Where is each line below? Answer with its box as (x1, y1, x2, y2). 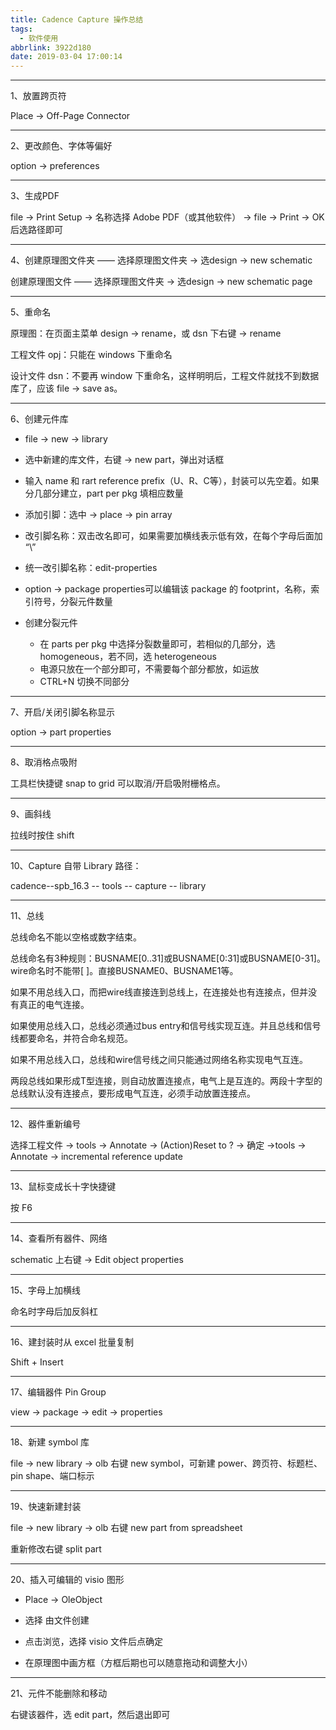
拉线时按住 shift (10, 829, 75, 841)
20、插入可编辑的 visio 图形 (10, 1574, 125, 1586)
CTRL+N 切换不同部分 (39, 676, 130, 688)
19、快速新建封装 (10, 1501, 82, 1513)
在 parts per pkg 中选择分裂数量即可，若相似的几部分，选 (39, 638, 276, 650)
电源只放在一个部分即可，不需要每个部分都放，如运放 (39, 663, 260, 675)
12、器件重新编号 (10, 1118, 82, 1130)
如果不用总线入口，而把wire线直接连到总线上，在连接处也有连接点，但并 (10, 986, 309, 998)
